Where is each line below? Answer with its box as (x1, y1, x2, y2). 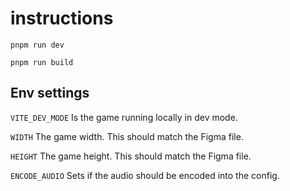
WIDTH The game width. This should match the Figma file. (10, 130, 244, 142)
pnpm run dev (10, 40, 65, 50)
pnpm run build (10, 57, 74, 67)
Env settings (10, 85, 90, 102)
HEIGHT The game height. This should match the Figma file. (10, 150, 252, 162)
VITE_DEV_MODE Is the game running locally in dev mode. (10, 111, 238, 123)
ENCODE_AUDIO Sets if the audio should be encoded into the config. (10, 169, 280, 181)
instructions (10, 7, 114, 30)
